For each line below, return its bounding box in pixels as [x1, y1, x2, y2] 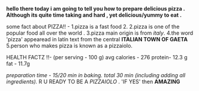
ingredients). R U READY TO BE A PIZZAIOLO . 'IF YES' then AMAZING [6, 78, 180, 85]
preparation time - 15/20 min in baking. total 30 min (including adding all [6, 72, 186, 78]
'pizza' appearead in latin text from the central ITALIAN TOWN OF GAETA [6, 36, 188, 43]
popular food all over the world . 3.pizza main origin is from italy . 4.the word [6, 29, 194, 37]
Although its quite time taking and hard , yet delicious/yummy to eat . [6, 11, 182, 19]
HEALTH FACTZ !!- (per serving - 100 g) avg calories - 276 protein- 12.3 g [6, 54, 188, 60]
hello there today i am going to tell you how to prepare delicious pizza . [6, 5, 185, 12]
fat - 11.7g [6, 60, 30, 67]
